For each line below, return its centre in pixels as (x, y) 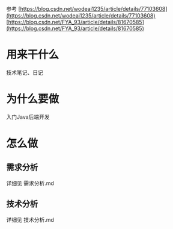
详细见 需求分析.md (30, 183)
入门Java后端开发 (28, 117)
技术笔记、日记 (25, 72)
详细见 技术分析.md (30, 219)
